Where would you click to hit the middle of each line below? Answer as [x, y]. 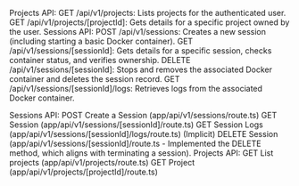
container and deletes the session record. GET [95, 79]
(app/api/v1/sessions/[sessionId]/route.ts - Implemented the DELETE [135, 143]
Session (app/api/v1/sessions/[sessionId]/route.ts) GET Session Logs [136, 125]
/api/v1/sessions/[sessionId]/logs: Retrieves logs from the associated [136, 89]
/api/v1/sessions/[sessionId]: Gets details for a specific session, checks [141, 51]
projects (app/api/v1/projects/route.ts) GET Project [102, 162]
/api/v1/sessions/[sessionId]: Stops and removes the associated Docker [141, 69]
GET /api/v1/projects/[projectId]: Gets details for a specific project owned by [149, 22]
